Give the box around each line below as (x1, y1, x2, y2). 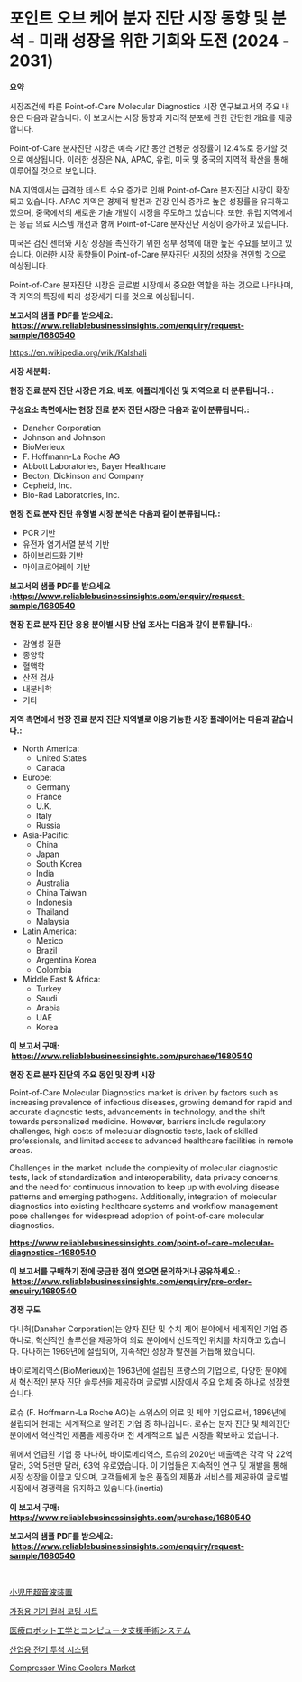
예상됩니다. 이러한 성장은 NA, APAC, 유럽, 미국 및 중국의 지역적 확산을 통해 (25, 154, 288, 164)
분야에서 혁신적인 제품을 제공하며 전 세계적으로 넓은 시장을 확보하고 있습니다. (9, 1429, 279, 1440)
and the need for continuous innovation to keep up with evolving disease (9, 1181, 279, 1192)
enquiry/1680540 (9, 1285, 77, 1296)
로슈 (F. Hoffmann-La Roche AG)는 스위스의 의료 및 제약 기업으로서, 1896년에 (9, 1406, 287, 1417)
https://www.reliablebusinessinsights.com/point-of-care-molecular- (9, 1237, 275, 1248)
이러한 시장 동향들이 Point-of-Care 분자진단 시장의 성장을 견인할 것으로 (35, 249, 287, 259)
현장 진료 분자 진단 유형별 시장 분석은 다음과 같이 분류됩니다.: (9, 508, 221, 519)
